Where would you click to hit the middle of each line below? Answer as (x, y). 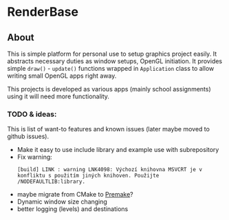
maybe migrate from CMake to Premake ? (75, 195)
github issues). (28, 136)
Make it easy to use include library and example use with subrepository (118, 150)
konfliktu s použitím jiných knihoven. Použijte (88, 176)
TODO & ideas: (32, 114)
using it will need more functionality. (58, 96)
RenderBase (43, 12)
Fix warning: (35, 157)
